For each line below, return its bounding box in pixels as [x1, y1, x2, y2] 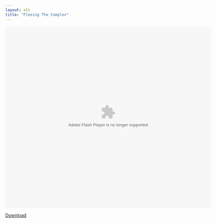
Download [5, 212, 27, 218]
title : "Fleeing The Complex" [5, 12, 69, 17]
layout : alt [5, 7, 30, 13]
